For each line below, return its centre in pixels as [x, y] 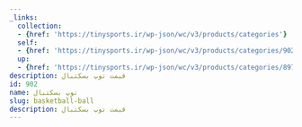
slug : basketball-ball [52, 101]
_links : [24, 17]
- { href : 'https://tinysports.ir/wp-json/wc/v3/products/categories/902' [158, 51]
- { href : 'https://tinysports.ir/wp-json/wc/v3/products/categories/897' [158, 68]
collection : [40, 26]
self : [28, 42]
